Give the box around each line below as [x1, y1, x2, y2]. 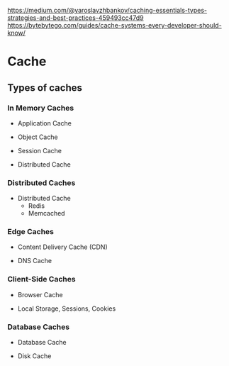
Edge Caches [7, 227, 55, 237]
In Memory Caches [7, 103, 74, 113]
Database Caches [7, 322, 69, 332]
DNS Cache [17, 257, 52, 265]
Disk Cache [17, 352, 52, 360]
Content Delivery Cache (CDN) [17, 243, 108, 251]
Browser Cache [17, 290, 63, 299]
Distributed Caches [7, 177, 76, 187]
